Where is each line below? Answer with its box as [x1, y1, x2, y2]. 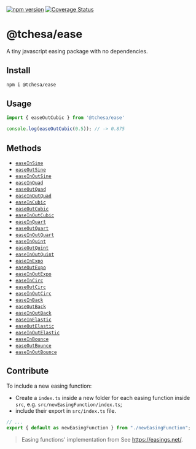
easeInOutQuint [15, 251, 55, 258]
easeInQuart [15, 219, 46, 225]
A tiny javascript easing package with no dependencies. [6, 47, 148, 55]
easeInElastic [15, 317, 52, 323]
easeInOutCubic [15, 212, 55, 218]
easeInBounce [15, 336, 49, 342]
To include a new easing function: [6, 382, 92, 390]
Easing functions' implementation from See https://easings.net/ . [21, 436, 183, 443]
